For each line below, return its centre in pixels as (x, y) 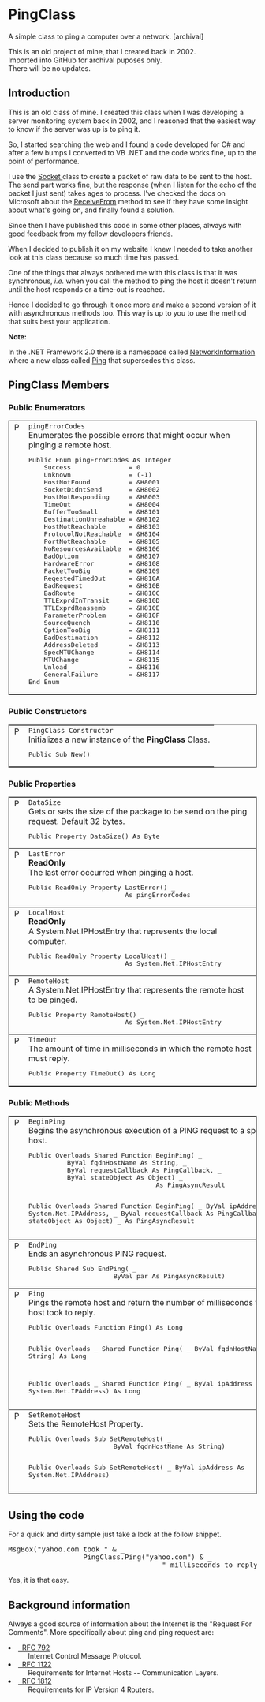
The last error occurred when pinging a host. (111, 873)
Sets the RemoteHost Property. (86, 1424)
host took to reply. (62, 1313)
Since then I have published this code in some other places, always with (125, 225)
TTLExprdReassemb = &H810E (102, 608)
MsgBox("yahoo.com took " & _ (67, 1549)
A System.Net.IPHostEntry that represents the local (123, 931)
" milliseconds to (197, 1565)
